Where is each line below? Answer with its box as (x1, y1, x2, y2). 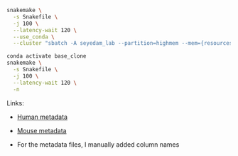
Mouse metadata (16, 126, 67, 135)
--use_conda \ (13, 33, 55, 41)
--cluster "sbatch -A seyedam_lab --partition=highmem (13, 40, 179, 47)
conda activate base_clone (6, 53, 87, 60)
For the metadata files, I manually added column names (16, 140, 180, 149)
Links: (6, 98, 24, 107)
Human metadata (16, 113, 68, 121)
